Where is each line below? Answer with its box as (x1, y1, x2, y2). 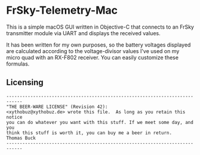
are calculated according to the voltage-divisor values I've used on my (6, 47, 180, 54)
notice (6, 114, 23, 120)
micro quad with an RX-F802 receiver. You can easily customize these (6, 54, 179, 61)
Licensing (6, 77, 44, 88)
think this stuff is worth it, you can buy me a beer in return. (6, 129, 172, 136)
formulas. (6, 60, 30, 67)
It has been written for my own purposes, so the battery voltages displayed (6, 41, 191, 48)
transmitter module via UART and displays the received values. (6, 29, 161, 36)
